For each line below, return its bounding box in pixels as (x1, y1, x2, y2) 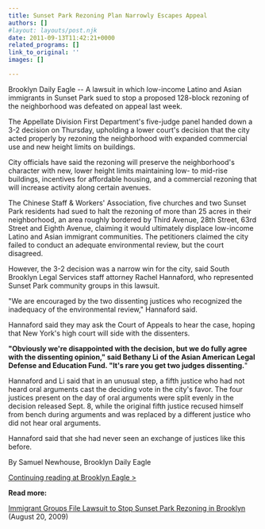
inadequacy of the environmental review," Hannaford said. (8, 305, 198, 314)
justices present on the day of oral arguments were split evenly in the (8, 393, 234, 402)
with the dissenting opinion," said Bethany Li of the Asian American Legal (8, 352, 255, 362)
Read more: (8, 488, 48, 497)
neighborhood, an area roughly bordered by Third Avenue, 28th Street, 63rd (8, 215, 257, 224)
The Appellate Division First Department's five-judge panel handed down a (8, 117, 253, 126)
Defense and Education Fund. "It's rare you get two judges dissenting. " (8, 360, 248, 370)
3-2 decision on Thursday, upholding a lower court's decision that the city (8, 125, 250, 135)
